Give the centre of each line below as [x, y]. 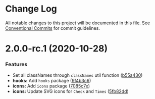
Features [16, 65]
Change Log [31, 9]
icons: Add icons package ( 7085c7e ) [51, 86]
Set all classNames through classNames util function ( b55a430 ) [77, 75]
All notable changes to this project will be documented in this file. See [78, 23]
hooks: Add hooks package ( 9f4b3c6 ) [52, 81]
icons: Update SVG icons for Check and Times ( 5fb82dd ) [70, 91]
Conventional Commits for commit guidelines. [53, 28]
